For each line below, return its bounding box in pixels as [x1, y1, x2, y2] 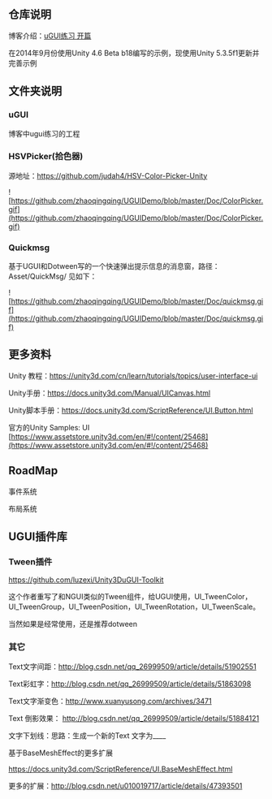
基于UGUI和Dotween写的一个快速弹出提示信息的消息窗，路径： [8, 261, 221, 271]
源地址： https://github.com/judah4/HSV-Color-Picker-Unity [8, 171, 208, 180]
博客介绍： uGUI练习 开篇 [8, 31, 92, 41]
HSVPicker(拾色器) [8, 151, 84, 162]
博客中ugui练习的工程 [8, 128, 80, 138]
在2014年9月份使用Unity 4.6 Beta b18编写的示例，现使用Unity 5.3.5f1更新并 [8, 48, 260, 58]
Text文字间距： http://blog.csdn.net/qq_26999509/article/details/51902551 [8, 661, 257, 672]
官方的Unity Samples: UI [8, 422, 90, 432]
